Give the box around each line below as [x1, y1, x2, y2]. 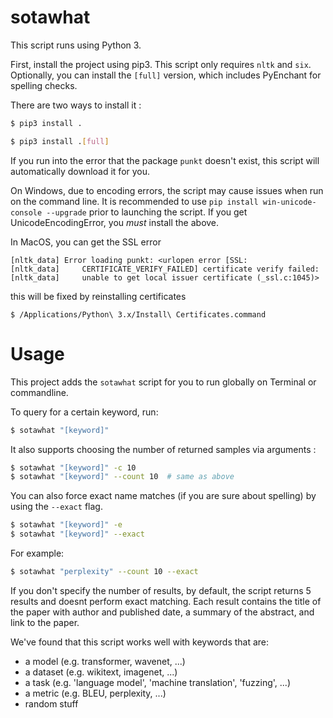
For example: [10, 547, 65, 559]
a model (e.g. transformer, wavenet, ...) [24, 655, 186, 667]
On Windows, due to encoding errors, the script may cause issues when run [10, 184, 324, 196]
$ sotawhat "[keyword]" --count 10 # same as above [10, 472, 235, 482]
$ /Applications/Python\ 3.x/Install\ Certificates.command [10, 309, 267, 320]
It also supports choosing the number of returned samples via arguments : [10, 443, 317, 455]
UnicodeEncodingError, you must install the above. [10, 216, 220, 228]
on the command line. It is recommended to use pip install [10, 195, 259, 207]
